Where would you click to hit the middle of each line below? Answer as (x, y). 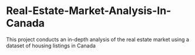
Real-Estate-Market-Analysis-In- (89, 11)
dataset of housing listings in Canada (51, 46)
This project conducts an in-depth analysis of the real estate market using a (98, 39)
